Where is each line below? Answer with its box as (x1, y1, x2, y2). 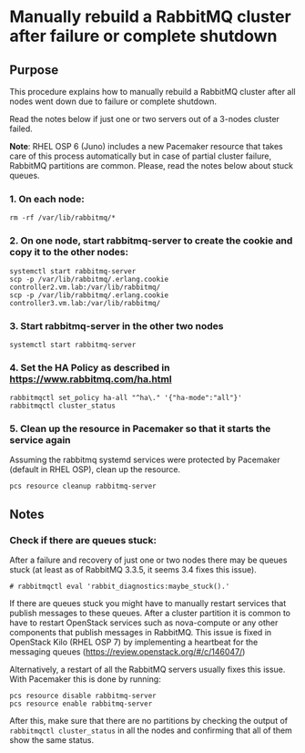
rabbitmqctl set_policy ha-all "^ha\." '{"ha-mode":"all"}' (9, 394, 243, 403)
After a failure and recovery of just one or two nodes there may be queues (9, 554, 288, 566)
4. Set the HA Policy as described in (9, 361, 170, 374)
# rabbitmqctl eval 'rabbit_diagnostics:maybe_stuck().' (9, 582, 230, 592)
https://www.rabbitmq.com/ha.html (9, 372, 172, 385)
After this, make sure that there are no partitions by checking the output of (9, 716, 289, 727)
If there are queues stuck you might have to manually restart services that (9, 598, 287, 609)
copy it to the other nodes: (9, 246, 129, 259)
